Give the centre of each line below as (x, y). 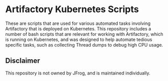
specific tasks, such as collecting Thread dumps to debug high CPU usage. (84, 45)
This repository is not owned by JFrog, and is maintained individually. (78, 73)
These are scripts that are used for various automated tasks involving (78, 23)
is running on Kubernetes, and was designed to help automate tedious (79, 39)
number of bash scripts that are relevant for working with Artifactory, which (85, 34)
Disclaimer (23, 61)
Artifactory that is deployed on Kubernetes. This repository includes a (78, 28)
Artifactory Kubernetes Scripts (72, 9)
